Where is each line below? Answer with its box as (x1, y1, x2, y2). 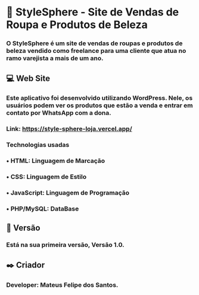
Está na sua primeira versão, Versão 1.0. (6, 241, 125, 249)
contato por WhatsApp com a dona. (6, 109, 111, 117)
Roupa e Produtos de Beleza (6, 18, 148, 32)
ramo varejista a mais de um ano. (6, 54, 104, 62)
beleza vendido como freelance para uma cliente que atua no (6, 47, 186, 55)
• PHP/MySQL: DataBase (6, 205, 79, 213)
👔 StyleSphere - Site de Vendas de (6, 5, 179, 19)
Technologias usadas (6, 141, 70, 149)
